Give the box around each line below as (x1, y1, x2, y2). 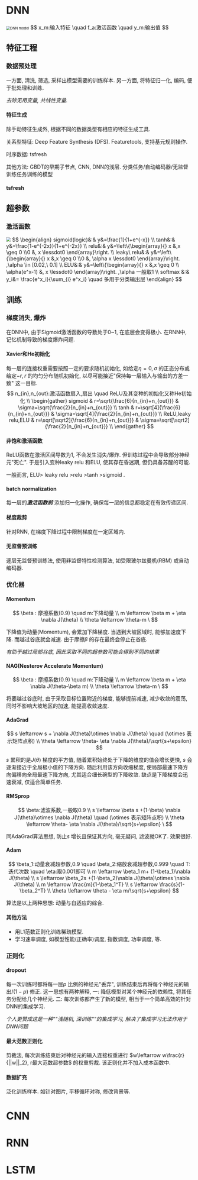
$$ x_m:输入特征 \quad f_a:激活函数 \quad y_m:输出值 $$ (30, 24, 169, 31)
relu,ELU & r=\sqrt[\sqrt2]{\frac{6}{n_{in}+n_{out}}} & (8, 416, 139, 423)
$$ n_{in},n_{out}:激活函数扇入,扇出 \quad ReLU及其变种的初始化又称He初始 (7, 390, 192, 397)
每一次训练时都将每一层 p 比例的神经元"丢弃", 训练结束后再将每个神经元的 (6, 981, 184, 988)
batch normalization (6, 485, 57, 492)
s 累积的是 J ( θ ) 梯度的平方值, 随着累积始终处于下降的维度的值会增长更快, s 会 (6, 757, 193, 764)
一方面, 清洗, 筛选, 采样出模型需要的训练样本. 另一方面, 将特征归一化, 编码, (6, 76, 186, 83)
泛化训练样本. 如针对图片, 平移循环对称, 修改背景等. (6, 1088, 131, 1095)
